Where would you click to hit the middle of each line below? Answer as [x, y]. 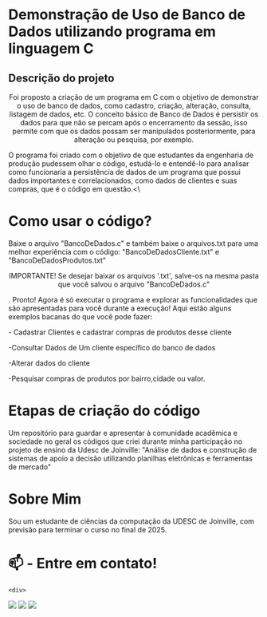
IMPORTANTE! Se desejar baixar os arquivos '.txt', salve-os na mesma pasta [134, 275]
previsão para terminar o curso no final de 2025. [88, 529]
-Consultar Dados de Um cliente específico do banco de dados [112, 347]
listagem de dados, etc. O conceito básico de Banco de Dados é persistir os [134, 114]
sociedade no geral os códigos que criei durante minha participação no [126, 441]
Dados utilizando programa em [112, 32]
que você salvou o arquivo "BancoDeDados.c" [134, 284]
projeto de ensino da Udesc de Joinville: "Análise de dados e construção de [133, 449]
